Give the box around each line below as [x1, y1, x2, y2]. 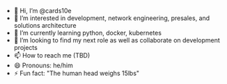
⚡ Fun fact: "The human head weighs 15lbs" [13, 69, 140, 77]
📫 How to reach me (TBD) [13, 51, 91, 59]
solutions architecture [13, 22, 77, 29]
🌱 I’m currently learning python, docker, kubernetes [13, 28, 162, 37]
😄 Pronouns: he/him [13, 61, 73, 69]
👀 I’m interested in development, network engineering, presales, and [13, 14, 210, 22]
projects [13, 44, 38, 51]
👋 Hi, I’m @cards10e [13, 7, 72, 15]
